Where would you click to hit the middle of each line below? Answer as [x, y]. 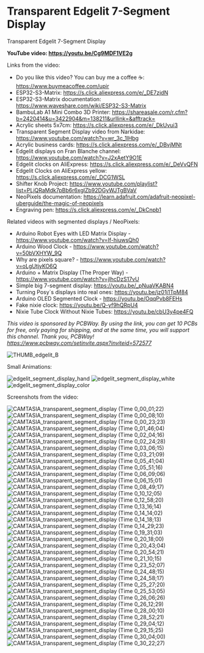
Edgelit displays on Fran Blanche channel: [68, 151]
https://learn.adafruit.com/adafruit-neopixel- [140, 197]
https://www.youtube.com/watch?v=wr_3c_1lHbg [77, 138]
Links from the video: [34, 65]
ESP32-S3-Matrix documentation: [58, 99]
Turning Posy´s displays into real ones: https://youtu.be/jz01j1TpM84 [102, 292]
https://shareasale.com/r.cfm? [150, 112]
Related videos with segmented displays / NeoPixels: [73, 221]
